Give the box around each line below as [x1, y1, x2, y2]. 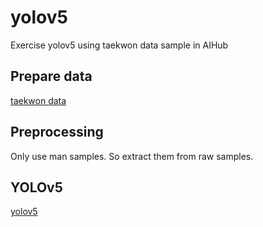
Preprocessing [10, 124, 104, 141]
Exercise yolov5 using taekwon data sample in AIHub [10, 39, 229, 51]
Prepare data [10, 68, 93, 85]
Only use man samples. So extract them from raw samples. [10, 150, 254, 162]
